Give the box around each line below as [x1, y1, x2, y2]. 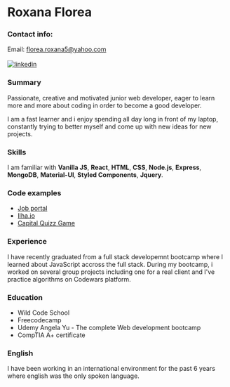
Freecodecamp [17, 315, 62, 324]
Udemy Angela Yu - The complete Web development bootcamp [17, 323, 201, 332]
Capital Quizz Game [17, 219, 76, 228]
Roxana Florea [7, 4, 93, 20]
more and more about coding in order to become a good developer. [7, 101, 202, 110]
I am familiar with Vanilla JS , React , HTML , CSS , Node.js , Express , [7, 163, 202, 172]
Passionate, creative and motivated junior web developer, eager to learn [7, 93, 215, 102]
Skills [7, 147, 27, 157]
